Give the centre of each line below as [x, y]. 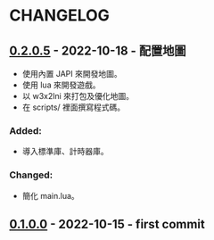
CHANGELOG [59, 16]
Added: [25, 130]
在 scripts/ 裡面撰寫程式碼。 [74, 107]
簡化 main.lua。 [51, 195]
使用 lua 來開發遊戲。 [61, 85]
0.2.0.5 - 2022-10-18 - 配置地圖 [98, 50]
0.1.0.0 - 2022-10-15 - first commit [107, 224]
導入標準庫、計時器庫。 [65, 152]
